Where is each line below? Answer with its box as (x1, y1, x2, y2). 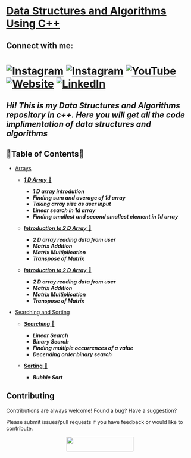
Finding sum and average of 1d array (32, 194, 126, 201)
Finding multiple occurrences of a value (32, 344, 134, 351)
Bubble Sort (32, 373, 63, 381)
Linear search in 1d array (32, 207, 96, 214)
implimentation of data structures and (6, 119, 151, 129)
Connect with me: (6, 40, 74, 51)
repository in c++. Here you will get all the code (6, 110, 186, 120)
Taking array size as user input (32, 200, 111, 207)
